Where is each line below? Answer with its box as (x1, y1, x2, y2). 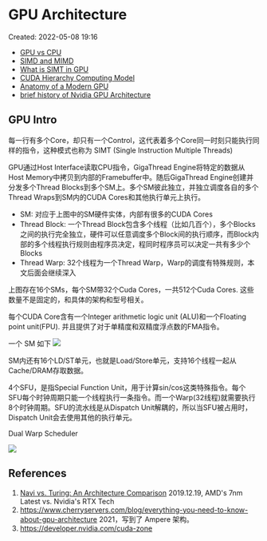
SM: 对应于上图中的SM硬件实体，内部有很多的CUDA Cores (19, 209, 214, 219)
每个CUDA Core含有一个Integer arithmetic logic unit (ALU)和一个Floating (8, 312, 247, 321)
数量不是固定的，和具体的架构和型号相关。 (8, 294, 148, 304)
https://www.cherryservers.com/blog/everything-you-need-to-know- (19, 505, 249, 515)
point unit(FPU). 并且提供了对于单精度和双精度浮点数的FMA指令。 (8, 321, 225, 331)
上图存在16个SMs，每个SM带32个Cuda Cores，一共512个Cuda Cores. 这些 (8, 284, 254, 294)
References (8, 467, 67, 480)
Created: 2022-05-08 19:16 (8, 32, 98, 42)
